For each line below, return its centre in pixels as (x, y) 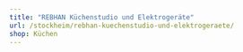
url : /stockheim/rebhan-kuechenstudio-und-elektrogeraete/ (122, 26)
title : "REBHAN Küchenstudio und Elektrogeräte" (102, 17)
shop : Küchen (34, 33)
